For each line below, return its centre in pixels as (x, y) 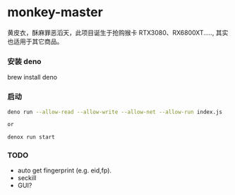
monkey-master (55, 12)
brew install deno (32, 77)
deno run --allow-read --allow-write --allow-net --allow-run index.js (115, 112)
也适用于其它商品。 (35, 41)
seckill (27, 178)
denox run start (31, 137)
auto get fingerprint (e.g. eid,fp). (64, 170)
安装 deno (24, 61)
